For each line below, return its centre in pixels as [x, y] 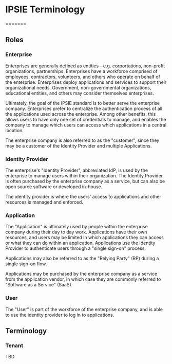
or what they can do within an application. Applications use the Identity [80, 243]
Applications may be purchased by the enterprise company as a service [81, 274]
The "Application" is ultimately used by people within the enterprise [77, 227]
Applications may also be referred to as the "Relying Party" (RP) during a [82, 259]
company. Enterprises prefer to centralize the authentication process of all [84, 108]
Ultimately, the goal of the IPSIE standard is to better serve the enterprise [83, 103]
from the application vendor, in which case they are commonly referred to [83, 279]
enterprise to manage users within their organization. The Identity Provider [84, 175]
